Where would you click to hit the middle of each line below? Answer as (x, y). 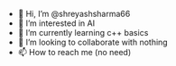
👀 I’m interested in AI (56, 23)
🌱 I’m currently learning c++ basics (83, 33)
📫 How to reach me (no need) (74, 52)
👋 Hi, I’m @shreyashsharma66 (74, 14)
